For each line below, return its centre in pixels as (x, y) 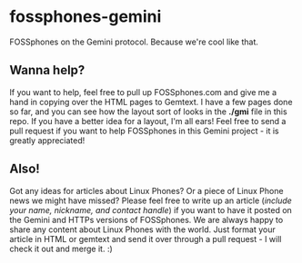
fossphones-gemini (86, 17)
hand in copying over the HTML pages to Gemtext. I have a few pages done (151, 102)
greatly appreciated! (47, 140)
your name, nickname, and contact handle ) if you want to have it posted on (151, 209)
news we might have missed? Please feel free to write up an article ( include (151, 200)
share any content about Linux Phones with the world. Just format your (142, 229)
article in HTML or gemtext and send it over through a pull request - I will (146, 239)
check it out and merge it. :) (61, 248)
